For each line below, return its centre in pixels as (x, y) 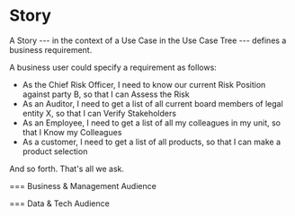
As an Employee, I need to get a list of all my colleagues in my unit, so (152, 123)
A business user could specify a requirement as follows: (113, 67)
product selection (55, 151)
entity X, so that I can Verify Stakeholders (99, 113)
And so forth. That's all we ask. (67, 168)
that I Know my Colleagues (72, 132)
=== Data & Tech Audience (59, 203)
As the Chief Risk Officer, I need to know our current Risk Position (144, 84)
